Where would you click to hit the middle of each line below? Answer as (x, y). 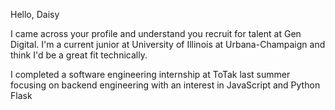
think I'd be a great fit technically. (79, 55)
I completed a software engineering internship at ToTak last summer (150, 74)
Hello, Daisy (35, 14)
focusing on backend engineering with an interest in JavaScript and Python (165, 85)
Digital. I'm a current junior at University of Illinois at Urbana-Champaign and (168, 44)
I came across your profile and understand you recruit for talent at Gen (156, 33)
